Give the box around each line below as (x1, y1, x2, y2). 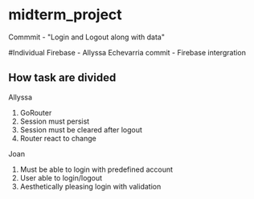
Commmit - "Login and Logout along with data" (8, 32, 165, 42)
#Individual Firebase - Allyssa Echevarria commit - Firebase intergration (8, 47, 247, 57)
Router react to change (19, 133, 96, 143)
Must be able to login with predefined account (19, 164, 174, 174)
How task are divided (8, 71, 117, 85)
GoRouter (19, 108, 52, 117)
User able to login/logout (19, 173, 103, 182)
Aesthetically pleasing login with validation (19, 181, 162, 191)
